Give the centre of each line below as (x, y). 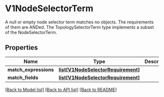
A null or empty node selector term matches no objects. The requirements (79, 22)
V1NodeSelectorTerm (49, 9)
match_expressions (31, 70)
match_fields (23, 78)
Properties (21, 48)
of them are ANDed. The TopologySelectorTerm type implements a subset (80, 27)
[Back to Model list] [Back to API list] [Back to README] (61, 89)
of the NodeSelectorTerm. (31, 32)
